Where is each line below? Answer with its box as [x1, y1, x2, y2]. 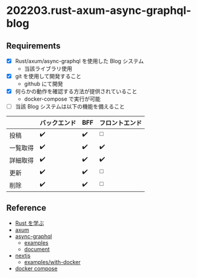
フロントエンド [99, 119, 142, 127]
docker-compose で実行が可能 [24, 95, 101, 103]
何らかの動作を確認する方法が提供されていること [15, 88, 138, 95]
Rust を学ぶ [15, 219, 44, 227]
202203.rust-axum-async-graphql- [6, 4, 192, 18]
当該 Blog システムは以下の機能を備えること [15, 103, 125, 110]
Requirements [6, 41, 61, 51]
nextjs [15, 252, 31, 259]
